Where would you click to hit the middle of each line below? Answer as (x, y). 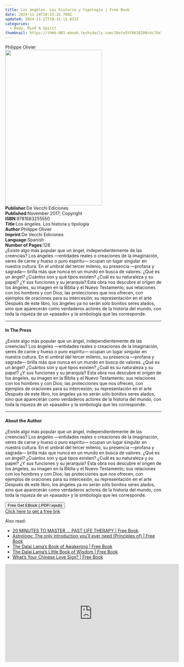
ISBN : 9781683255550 (28, 219)
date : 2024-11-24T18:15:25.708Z (38, 14)
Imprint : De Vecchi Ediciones (34, 234)
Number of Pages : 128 (28, 245)
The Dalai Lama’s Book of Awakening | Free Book (62, 546)
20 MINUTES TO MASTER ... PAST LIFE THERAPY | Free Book (75, 531)
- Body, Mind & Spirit (33, 28)
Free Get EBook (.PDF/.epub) (35, 505)
